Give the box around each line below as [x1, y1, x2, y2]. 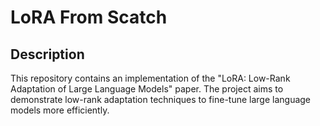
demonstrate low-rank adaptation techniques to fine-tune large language [10, 94, 312, 105]
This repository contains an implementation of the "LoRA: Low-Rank [10, 72, 291, 84]
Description [10, 46, 85, 63]
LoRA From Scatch [10, 6, 168, 29]
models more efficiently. [10, 104, 110, 116]
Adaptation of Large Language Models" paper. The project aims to [10, 83, 284, 95]
